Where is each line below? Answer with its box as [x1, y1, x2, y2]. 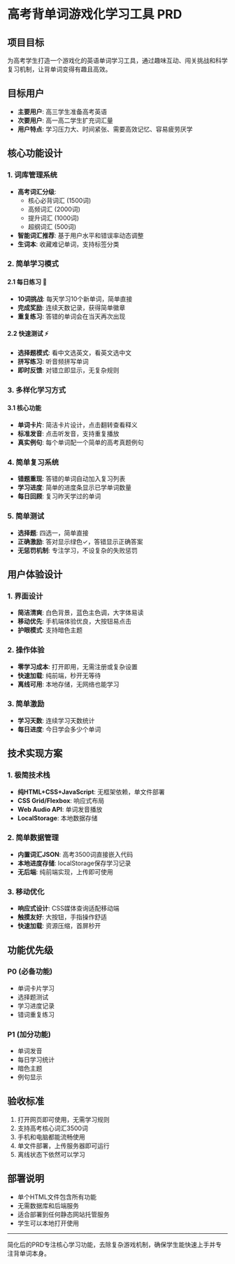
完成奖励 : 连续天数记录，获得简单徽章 [17, 303, 126, 311]
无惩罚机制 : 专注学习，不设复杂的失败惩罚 [17, 546, 138, 554]
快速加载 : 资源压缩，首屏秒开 [17, 922, 101, 930]
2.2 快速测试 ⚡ [7, 330, 49, 338]
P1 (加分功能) [7, 1030, 51, 1039]
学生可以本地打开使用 [17, 1219, 79, 1227]
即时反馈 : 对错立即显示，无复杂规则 [17, 365, 120, 374]
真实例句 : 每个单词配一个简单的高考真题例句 [17, 438, 144, 447]
